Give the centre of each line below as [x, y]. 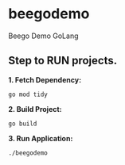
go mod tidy [28, 94]
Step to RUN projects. [63, 61]
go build [23, 124]
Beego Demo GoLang [43, 36]
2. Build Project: [35, 109]
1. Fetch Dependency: [45, 79]
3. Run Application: [41, 138]
